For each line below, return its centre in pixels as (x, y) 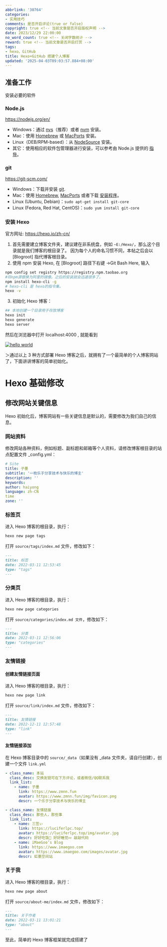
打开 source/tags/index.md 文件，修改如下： (50, 546)
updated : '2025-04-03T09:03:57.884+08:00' (50, 61)
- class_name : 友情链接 (28, 810)
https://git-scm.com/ (26, 179)
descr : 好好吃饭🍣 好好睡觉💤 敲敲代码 (53, 838)
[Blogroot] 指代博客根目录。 (41, 256)
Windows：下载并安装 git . (39, 189)
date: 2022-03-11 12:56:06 (33, 638)
